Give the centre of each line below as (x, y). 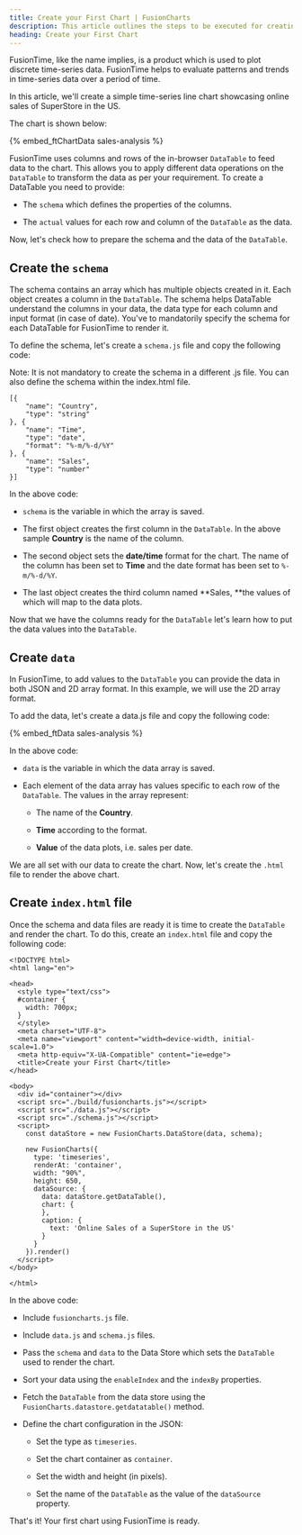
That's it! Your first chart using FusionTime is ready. (105, 1521)
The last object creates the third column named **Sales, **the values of (156, 593)
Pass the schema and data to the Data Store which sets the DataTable (148, 1352)
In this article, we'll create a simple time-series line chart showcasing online (149, 96)
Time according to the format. (91, 830)
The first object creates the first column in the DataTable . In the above (151, 529)
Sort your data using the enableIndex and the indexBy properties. (142, 1379)
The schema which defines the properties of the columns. (127, 204)
